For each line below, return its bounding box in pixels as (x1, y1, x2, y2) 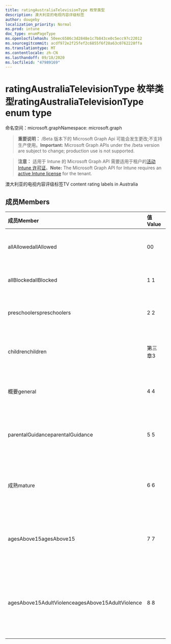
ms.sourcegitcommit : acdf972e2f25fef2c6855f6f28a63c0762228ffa (5, 41, 142, 46)
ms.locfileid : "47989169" (5, 60, 60, 65)
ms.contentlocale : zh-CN (5, 50, 58, 55)
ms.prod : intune (5, 27, 40, 32)
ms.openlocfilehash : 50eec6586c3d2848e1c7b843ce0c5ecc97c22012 (5, 36, 142, 41)
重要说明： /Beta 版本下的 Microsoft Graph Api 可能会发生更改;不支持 (17, 136, 163, 142)
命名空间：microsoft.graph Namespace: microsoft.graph (5, 125, 122, 131)
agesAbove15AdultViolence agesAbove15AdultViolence (8, 599, 142, 606)
